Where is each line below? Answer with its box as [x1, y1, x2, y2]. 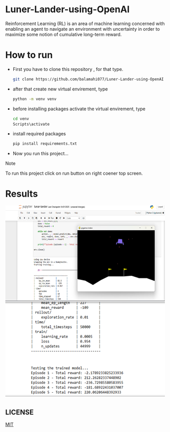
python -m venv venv [12, 96, 57, 102]
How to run [5, 50, 53, 61]
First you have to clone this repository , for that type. [12, 66, 124, 72]
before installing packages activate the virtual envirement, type [12, 106, 145, 112]
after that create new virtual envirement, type [12, 86, 108, 92]
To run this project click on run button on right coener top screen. [5, 170, 143, 177]
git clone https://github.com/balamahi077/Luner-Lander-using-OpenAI [12, 77, 164, 82]
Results [5, 188, 38, 200]
